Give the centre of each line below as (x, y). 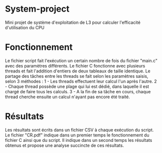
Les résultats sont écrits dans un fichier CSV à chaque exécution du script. (79, 130)
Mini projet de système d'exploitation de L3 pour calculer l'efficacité (73, 22)
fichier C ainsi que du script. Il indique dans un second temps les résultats (79, 140)
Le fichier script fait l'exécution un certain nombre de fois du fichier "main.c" (81, 60)
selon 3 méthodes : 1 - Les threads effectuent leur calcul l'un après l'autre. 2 (81, 81)
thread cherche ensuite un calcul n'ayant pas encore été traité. (67, 97)
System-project (37, 9)
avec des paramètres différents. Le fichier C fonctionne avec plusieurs (75, 66)
